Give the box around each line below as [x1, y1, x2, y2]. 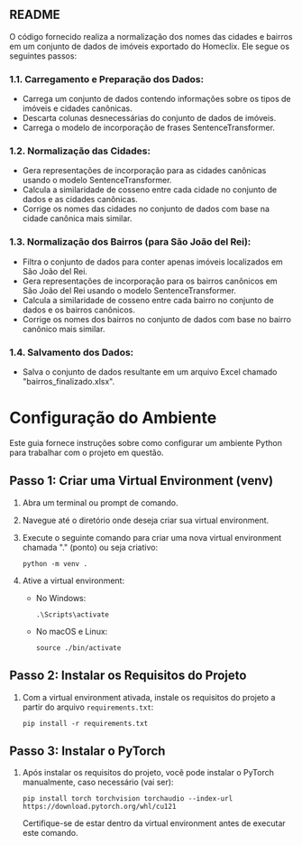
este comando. [22, 828, 78, 839]
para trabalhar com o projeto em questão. [9, 447, 164, 458]
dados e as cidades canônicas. [22, 194, 138, 205]
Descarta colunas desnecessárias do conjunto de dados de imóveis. [22, 113, 277, 124]
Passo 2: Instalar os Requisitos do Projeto [9, 668, 247, 683]
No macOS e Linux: [35, 626, 108, 636]
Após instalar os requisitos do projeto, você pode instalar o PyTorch [22, 767, 275, 778]
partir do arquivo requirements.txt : [22, 701, 154, 712]
